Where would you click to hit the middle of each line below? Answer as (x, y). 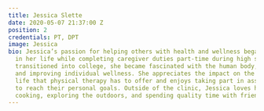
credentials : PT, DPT (44, 37)
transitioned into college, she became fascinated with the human (126, 66)
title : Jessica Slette (45, 15)
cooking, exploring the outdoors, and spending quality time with (126, 95)
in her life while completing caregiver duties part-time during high (133, 59)
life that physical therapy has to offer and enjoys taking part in (130, 81)
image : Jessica (33, 45)
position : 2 (27, 30)
